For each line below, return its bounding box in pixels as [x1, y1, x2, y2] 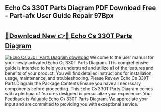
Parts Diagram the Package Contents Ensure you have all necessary [5, 80, 141, 86]
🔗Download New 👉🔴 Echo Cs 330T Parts [5, 32, 132, 40]
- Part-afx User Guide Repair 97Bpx [5, 12, 114, 20]
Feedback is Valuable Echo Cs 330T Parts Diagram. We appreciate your [5, 96, 148, 102]
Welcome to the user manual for [89, 55, 154, 60]
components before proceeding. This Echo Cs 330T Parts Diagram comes [5, 86, 153, 92]
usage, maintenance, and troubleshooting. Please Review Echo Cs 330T [5, 75, 149, 81]
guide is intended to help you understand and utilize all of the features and [5, 65, 154, 71]
